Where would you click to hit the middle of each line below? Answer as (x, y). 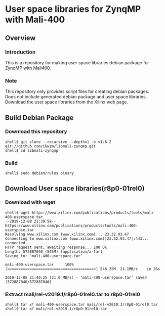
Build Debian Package (40, 117)
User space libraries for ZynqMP (73, 9)
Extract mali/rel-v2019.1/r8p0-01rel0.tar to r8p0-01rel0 (73, 294)
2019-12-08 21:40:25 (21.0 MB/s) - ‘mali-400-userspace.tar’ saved (76, 277)
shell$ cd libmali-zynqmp (32, 150)
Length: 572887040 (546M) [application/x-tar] (54, 251)
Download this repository (36, 132)
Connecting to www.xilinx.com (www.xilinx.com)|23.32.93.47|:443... (77, 238)
